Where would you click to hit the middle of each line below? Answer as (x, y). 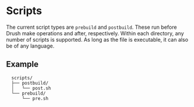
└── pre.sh (35, 98)
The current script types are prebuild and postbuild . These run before (92, 27)
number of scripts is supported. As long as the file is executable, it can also (97, 39)
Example (22, 64)
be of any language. (30, 46)
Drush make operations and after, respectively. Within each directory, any (95, 33)
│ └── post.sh (31, 88)
